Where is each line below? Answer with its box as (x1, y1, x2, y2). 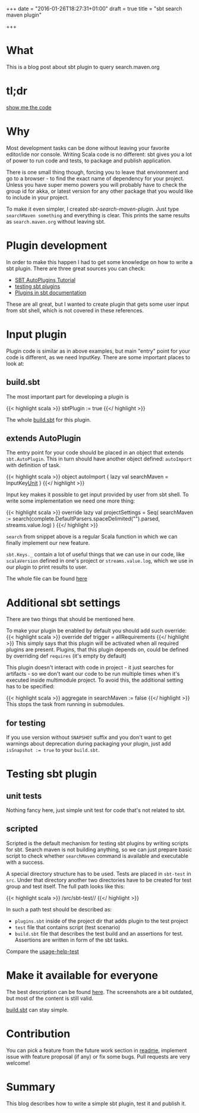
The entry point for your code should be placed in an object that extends (6, 449, 184, 456)
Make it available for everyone (6, 969, 159, 982)
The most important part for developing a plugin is (6, 393, 129, 400)
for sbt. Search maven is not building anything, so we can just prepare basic (6, 846, 192, 853)
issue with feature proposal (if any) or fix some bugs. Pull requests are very (6, 1053, 191, 1060)
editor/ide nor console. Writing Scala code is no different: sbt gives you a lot (6, 151, 192, 158)
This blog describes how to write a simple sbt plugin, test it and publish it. (6, 1100, 187, 1107)
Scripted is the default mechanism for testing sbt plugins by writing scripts (6, 839, 189, 846)
